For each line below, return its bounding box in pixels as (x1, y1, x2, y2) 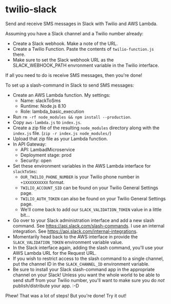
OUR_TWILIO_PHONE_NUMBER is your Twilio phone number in (20, 173, 140, 180)
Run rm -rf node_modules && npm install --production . (12, 114, 132, 120)
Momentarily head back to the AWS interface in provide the (12, 233, 138, 239)
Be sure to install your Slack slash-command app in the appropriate (12, 266, 155, 272)
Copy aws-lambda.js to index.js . (12, 119, 82, 125)
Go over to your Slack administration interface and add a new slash (12, 217, 155, 224)
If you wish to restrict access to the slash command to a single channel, (12, 255, 164, 261)
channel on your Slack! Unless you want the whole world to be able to (12, 272, 160, 278)
